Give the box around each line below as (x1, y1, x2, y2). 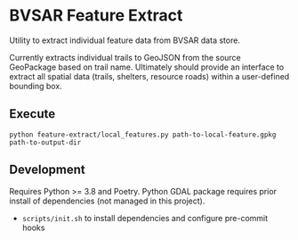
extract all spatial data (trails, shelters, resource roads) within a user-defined (9, 70, 290, 81)
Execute (9, 106, 56, 121)
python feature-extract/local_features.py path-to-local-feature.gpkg (9, 130, 277, 139)
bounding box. (9, 80, 62, 91)
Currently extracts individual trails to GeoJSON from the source (9, 52, 242, 62)
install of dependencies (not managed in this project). (9, 195, 205, 206)
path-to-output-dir (9, 137, 82, 147)
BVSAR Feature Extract (9, 5, 183, 26)
